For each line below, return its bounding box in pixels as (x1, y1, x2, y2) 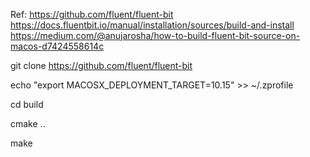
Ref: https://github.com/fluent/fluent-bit (10, 9, 174, 20)
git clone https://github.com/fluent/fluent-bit (10, 60, 193, 71)
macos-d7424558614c (10, 40, 105, 52)
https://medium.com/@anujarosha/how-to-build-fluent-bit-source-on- (10, 30, 301, 41)
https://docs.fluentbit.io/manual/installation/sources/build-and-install (10, 19, 295, 31)
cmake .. (10, 118, 46, 129)
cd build (10, 99, 44, 110)
